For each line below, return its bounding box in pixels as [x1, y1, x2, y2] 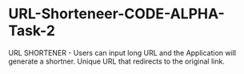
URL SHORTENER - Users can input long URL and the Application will [8, 48, 237, 57]
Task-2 [8, 21, 56, 40]
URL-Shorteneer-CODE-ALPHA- [8, 5, 226, 23]
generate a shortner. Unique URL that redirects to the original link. [8, 56, 226, 66]
